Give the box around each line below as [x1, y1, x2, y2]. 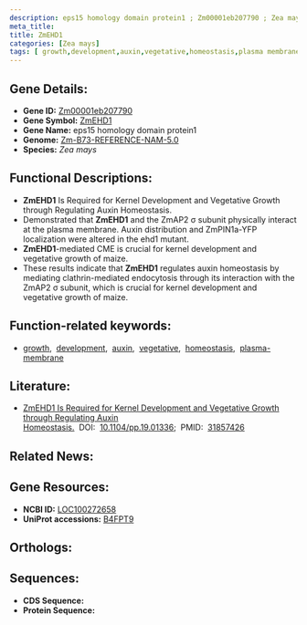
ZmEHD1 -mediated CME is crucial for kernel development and [22, 243, 258, 254]
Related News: [9, 448, 94, 464]
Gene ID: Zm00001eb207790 [22, 105, 133, 116]
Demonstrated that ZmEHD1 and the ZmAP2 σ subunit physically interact [22, 214, 297, 224]
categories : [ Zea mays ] [9, 38, 101, 48]
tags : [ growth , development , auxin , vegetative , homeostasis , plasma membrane [9, 47, 301, 57]
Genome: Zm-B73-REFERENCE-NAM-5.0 [22, 134, 180, 145]
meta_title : [9, 22, 55, 31]
